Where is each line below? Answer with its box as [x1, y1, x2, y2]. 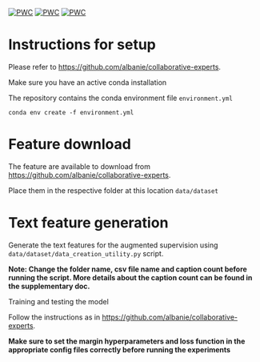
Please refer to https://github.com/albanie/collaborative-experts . [8, 62, 222, 71]
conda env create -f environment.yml [8, 108, 134, 116]
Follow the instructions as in [8, 312, 101, 322]
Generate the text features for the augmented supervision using [8, 240, 218, 250]
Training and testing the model [8, 296, 110, 306]
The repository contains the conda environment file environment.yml [8, 93, 234, 103]
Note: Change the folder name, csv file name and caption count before [8, 264, 248, 274]
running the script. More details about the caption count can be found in [8, 272, 253, 282]
